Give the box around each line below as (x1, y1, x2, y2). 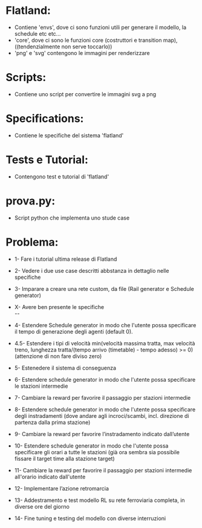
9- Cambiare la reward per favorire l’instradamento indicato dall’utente (14, 430, 190, 437)
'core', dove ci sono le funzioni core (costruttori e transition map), (14, 36, 178, 44)
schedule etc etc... (14, 30, 61, 37)
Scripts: (5, 71, 47, 85)
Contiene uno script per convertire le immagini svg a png (14, 90, 157, 97)
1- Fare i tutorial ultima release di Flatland (14, 255, 117, 262)
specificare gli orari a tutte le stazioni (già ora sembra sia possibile (14, 448, 180, 455)
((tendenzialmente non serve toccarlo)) (14, 43, 112, 50)
